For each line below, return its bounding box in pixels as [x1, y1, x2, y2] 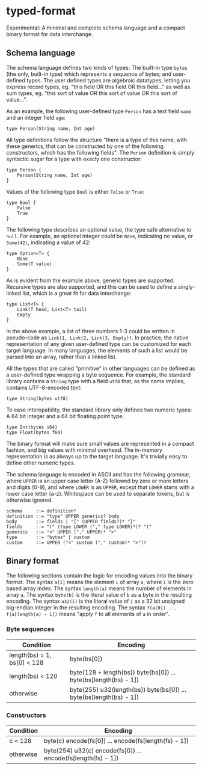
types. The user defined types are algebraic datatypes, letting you [26, 76, 191, 84]
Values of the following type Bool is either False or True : [6, 188, 144, 195]
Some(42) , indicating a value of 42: [6, 239, 91, 246]
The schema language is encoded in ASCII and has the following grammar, [6, 470, 191, 478]
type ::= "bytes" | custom [6, 534, 90, 540]
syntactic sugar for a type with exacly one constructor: [6, 155, 142, 162]
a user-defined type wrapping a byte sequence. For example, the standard [6, 371, 191, 378]
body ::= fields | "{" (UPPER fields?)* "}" [6, 519, 136, 525]
